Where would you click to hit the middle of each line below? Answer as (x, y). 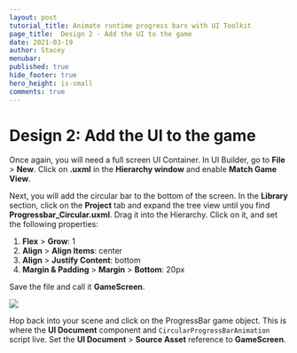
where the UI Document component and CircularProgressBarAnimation (140, 330)
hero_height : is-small (51, 83)
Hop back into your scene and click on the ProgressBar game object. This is (148, 321)
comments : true (37, 91)
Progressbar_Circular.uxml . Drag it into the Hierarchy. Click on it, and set (143, 215)
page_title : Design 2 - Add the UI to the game (101, 34)
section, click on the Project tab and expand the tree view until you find (140, 206)
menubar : (25, 59)
